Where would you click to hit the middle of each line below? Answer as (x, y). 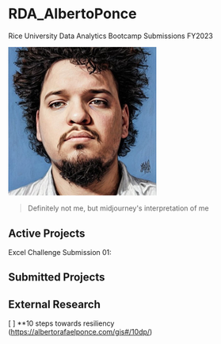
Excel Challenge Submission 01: (60, 253)
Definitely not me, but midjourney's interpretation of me (118, 208)
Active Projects (47, 233)
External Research (55, 304)
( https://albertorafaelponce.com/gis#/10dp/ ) (80, 332)
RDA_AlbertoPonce (72, 14)
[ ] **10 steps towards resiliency (61, 323)
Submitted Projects (57, 278)
